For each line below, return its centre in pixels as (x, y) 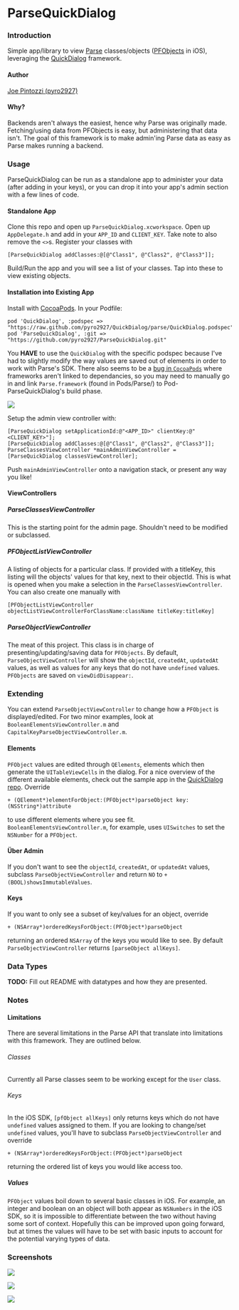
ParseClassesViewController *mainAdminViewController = (92, 450)
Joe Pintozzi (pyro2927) (43, 91)
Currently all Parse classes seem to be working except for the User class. (114, 1079)
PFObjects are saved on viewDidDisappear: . (70, 676)
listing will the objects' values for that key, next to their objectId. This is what (119, 577)
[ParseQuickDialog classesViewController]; (73, 456)
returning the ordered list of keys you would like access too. (95, 1166)
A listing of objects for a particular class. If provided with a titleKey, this (111, 569)
